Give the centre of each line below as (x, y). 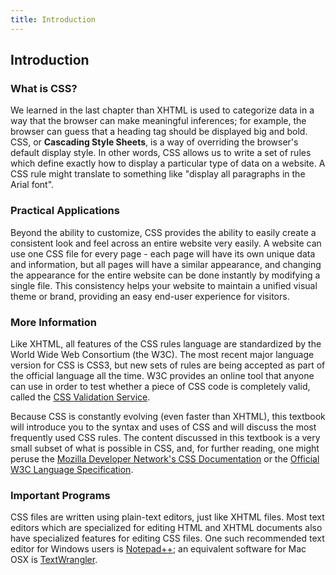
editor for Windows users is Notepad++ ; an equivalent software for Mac (158, 549)
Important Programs (60, 495)
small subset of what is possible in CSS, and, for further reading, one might (165, 448)
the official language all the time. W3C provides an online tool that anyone (162, 375)
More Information (53, 322)
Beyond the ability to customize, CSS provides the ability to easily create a (163, 232)
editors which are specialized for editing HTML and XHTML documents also (166, 528)
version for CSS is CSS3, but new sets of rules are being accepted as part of (168, 365)
